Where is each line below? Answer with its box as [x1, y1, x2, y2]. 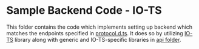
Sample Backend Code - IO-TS [6, 4, 162, 17]
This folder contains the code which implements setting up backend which [6, 23, 193, 30]
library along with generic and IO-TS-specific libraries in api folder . [14, 36, 181, 43]
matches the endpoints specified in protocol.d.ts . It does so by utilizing [6, 29, 183, 36]
